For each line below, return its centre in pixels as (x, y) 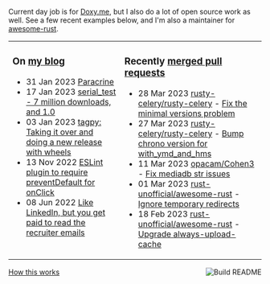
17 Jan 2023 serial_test (71, 92)
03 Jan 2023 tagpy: (64, 121)
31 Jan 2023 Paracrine (70, 81)
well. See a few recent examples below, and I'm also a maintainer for (122, 20)
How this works (34, 272)
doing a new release (64, 142)
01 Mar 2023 (163, 183)
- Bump (229, 134)
